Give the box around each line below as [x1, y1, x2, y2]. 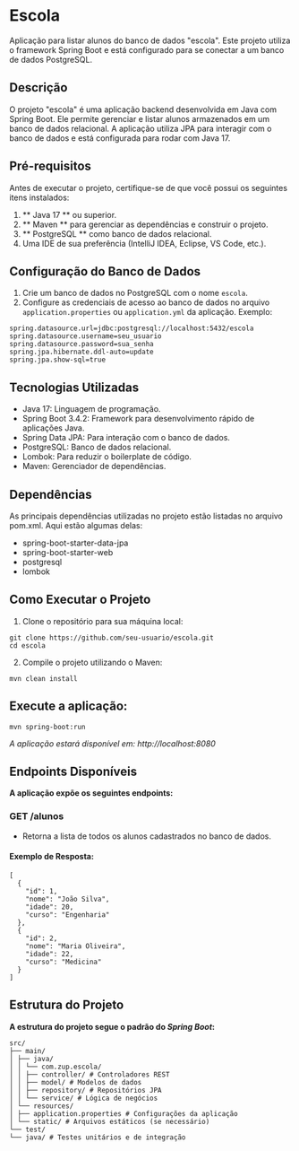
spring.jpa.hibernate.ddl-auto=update [9, 347, 154, 357]
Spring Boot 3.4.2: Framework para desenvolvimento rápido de [21, 414, 255, 424]
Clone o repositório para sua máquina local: [21, 615, 184, 626]
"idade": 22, [25, 949, 74, 958]
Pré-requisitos [9, 159, 92, 174]
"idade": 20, [25, 902, 74, 911]
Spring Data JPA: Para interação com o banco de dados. [21, 432, 231, 443]
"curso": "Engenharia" [25, 910, 110, 920]
